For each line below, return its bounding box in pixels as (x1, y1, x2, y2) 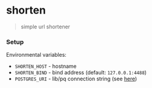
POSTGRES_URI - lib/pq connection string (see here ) (14, 75, 138, 83)
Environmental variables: (6, 51, 66, 58)
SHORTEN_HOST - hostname (14, 63, 77, 70)
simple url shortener (20, 23, 70, 30)
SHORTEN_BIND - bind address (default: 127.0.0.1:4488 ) (14, 69, 147, 76)
